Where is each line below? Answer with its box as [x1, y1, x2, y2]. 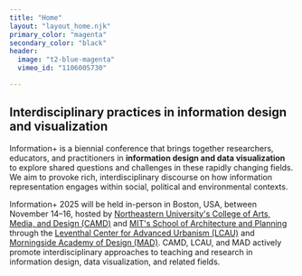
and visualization [9, 119, 109, 134]
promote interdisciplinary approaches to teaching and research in [9, 246, 253, 257]
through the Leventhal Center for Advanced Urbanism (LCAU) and [9, 227, 255, 238]
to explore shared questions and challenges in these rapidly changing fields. [9, 161, 294, 172]
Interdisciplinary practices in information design [9, 105, 288, 120]
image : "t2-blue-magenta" [17, 55, 116, 64]
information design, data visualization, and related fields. [9, 256, 221, 267]
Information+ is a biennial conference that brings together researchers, [9, 143, 274, 153]
